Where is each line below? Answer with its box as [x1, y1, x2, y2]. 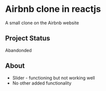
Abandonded [5, 47, 32, 53]
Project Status [5, 34, 51, 43]
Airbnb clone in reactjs [5, 3, 101, 15]
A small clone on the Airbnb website [5, 20, 79, 26]
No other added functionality [12, 80, 72, 86]
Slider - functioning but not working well [12, 75, 96, 81]
